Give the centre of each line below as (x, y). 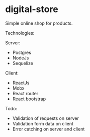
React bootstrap (29, 99)
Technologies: (20, 33)
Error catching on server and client (49, 129)
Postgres (22, 52)
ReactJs (21, 83)
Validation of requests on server (46, 118)
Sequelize (23, 63)
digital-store (32, 9)
